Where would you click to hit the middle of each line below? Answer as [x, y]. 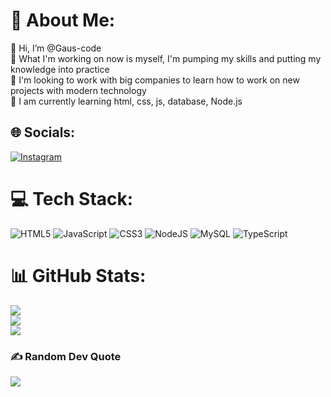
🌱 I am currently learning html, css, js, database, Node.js [126, 101]
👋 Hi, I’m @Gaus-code [56, 48]
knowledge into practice [60, 69]
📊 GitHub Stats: [78, 275]
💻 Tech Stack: [72, 198]
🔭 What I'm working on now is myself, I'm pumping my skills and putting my [166, 58]
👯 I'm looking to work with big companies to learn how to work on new [155, 80]
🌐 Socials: [43, 132]
